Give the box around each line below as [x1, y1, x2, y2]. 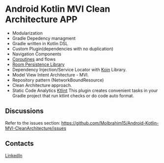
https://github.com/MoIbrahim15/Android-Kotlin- [61, 120, 159, 126]
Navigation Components [12, 51, 61, 57]
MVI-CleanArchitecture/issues [5, 125, 66, 131]
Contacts [5, 139, 34, 148]
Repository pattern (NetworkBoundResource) [12, 77, 104, 83]
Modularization [12, 30, 43, 36]
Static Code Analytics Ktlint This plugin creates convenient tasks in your [12, 87, 158, 93]
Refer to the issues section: [5, 120, 60, 126]
